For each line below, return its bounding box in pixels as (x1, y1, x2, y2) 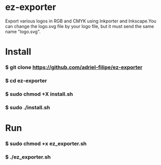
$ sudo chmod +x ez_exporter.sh (5, 140, 87, 147)
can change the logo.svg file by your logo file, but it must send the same (5, 23, 154, 29)
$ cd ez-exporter (5, 77, 47, 84)
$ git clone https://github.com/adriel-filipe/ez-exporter (5, 64, 142, 71)
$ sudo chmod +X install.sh (5, 90, 73, 97)
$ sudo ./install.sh (5, 104, 50, 111)
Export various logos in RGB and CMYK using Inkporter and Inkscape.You (5, 18, 156, 24)
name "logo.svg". (5, 28, 41, 34)
